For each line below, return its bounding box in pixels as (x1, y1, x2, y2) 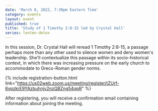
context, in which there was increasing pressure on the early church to (5, 60, 150, 66)
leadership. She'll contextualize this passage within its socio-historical (5, 55, 149, 60)
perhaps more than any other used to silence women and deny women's (5, 49, 154, 55)
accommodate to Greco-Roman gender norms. (5, 65, 101, 71)
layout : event (5, 16, 35, 21)
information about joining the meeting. (5, 101, 83, 106)
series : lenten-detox (5, 30, 50, 35)
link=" (5, 80, 17, 86)
